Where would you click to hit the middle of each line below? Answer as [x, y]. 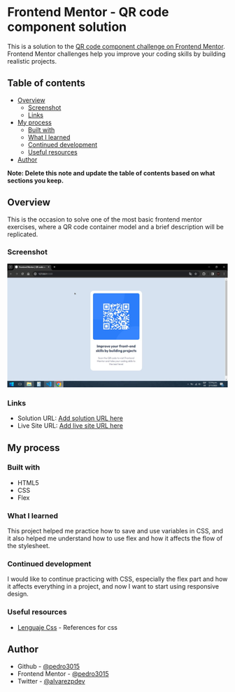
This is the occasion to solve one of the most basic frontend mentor [105, 219]
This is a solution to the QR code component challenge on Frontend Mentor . [116, 46]
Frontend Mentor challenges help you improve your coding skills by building [116, 54]
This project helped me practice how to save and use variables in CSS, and [115, 531]
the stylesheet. [29, 546]
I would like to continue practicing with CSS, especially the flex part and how [117, 579]
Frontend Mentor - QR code [88, 12]
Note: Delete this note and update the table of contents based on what [111, 173]
